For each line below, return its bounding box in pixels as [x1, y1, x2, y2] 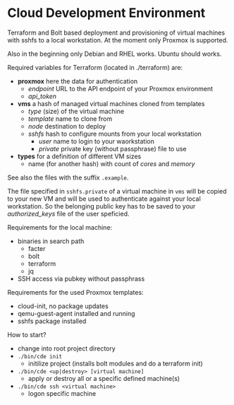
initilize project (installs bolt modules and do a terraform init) [27, 359, 203, 368]
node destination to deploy [27, 122, 106, 130]
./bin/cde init [17, 353, 63, 360]
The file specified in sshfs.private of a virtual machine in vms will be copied [7, 187, 227, 195]
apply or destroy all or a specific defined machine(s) [27, 374, 180, 382]
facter [27, 244, 46, 252]
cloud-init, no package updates [17, 302, 109, 310]
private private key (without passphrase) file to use [38, 144, 187, 153]
